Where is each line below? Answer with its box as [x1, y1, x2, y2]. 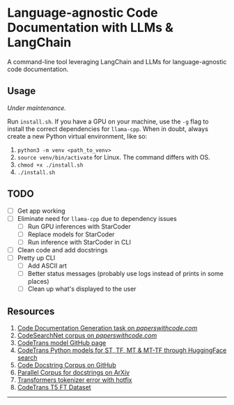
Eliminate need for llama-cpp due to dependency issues [17, 214, 178, 222]
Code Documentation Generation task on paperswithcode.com [17, 324, 198, 332]
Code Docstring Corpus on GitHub [17, 361, 116, 369]
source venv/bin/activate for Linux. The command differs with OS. [17, 153, 210, 161]
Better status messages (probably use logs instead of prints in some [27, 270, 224, 278]
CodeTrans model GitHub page [17, 339, 107, 346]
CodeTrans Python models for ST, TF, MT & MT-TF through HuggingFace [17, 346, 227, 354]
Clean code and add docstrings [17, 245, 108, 254]
